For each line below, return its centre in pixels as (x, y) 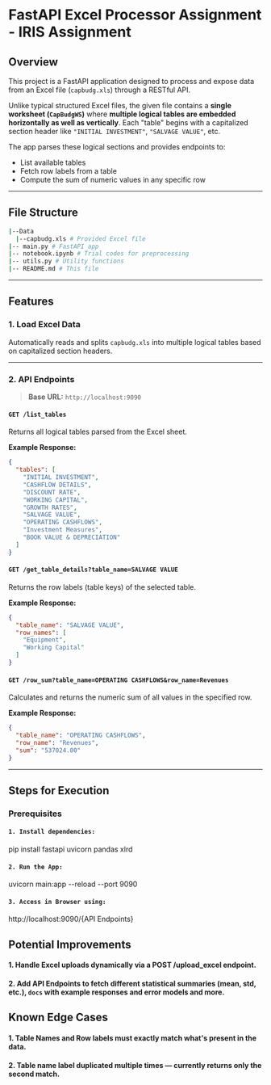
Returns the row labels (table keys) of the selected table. (102, 587)
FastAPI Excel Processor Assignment (135, 15)
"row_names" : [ (41, 633)
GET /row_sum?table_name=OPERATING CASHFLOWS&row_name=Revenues (119, 680)
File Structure (43, 213)
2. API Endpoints (42, 379)
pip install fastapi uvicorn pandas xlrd (71, 849)
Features (31, 302)
